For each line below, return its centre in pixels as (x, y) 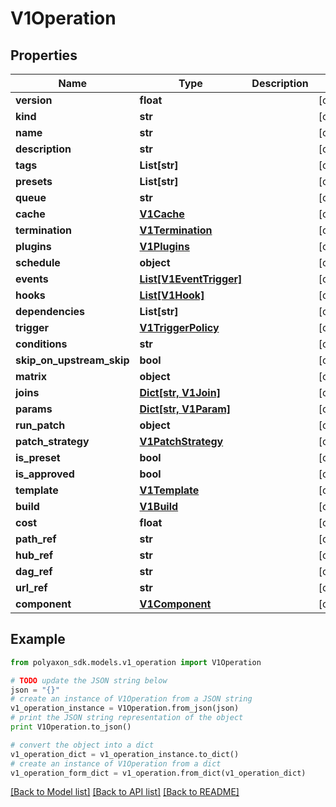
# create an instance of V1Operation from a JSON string (131, 699)
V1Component (175, 604)
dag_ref (34, 571)
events (32, 279)
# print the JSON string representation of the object (127, 718)
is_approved (45, 474)
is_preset (38, 457)
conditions (41, 344)
